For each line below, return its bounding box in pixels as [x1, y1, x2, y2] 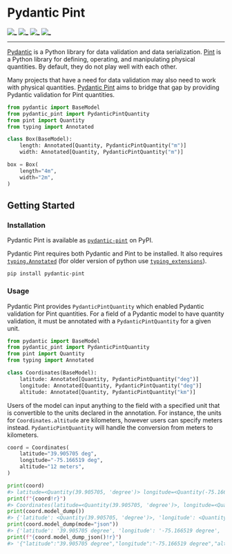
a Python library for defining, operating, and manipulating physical [7, 55, 195, 63]
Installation [7, 220, 46, 230]
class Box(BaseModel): [7, 136, 72, 143]
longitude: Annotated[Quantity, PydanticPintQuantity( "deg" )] [19, 382, 202, 389]
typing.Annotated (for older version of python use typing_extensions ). [7, 257, 207, 265]
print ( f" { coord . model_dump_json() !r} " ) [7, 533, 122, 541]
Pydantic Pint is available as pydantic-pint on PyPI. [7, 236, 153, 244]
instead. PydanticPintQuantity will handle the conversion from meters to [7, 423, 213, 431]
